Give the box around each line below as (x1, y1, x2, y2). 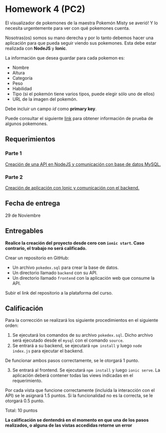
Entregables (5, 227, 44, 235)
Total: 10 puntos (5, 408, 38, 414)
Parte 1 (5, 150, 22, 157)
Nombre (12, 64, 29, 70)
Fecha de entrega (5, 199, 60, 208)
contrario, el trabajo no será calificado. (5, 245, 87, 251)
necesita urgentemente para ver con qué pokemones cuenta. (5, 25, 130, 31)
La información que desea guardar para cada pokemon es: (5, 55, 125, 61)
